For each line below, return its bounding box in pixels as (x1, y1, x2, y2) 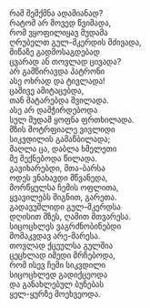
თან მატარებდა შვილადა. (9, 95, 109, 106)
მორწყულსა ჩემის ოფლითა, (9, 182, 119, 192)
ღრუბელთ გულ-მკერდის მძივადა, (9, 36, 143, 47)
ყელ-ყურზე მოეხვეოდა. (9, 289, 102, 299)
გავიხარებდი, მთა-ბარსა (9, 163, 106, 173)
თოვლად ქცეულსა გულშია (9, 241, 114, 251)
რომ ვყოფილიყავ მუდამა (9, 27, 108, 37)
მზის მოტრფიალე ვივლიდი (9, 124, 115, 135)
